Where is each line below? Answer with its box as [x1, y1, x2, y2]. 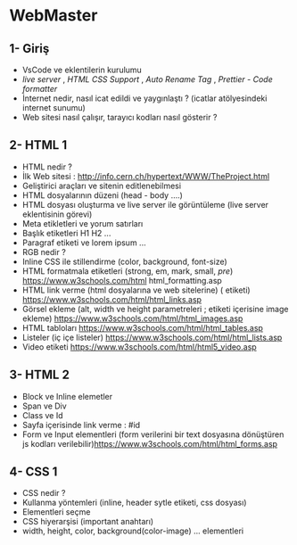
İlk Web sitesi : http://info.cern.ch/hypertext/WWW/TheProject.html [21, 170, 270, 181]
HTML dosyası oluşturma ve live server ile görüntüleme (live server [21, 199, 269, 210]
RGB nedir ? [21, 246, 67, 257]
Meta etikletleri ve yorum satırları [21, 218, 144, 228]
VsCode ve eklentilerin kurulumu [21, 64, 143, 75]
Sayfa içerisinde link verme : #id [21, 419, 141, 430]
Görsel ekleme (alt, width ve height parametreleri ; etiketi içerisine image [21, 303, 289, 314]
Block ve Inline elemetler [21, 391, 113, 401]
